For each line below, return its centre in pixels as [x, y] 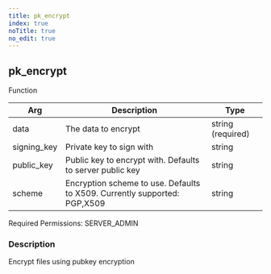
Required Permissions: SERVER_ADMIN [73, 223]
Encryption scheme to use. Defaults [133, 184]
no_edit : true [32, 38]
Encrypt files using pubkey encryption [71, 262]
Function [23, 90]
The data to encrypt [103, 129]
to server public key [103, 170]
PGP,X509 [85, 204]
